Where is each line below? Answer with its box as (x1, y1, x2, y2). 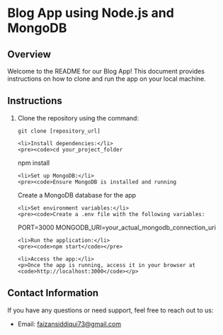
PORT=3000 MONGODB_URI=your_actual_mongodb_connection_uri (17, 223, 216, 232)
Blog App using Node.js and (7, 5, 175, 21)
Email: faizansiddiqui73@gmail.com (17, 319, 122, 328)
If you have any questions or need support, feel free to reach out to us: (7, 306, 214, 314)
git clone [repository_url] (17, 127, 101, 135)
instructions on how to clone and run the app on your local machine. (7, 74, 207, 83)
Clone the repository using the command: (17, 113, 139, 122)
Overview (7, 48, 52, 60)
